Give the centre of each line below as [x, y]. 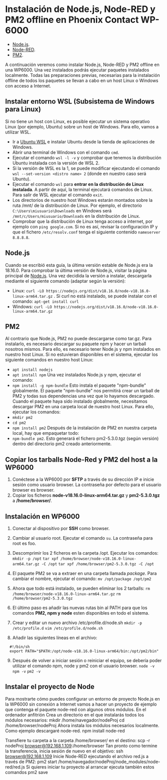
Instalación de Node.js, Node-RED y [80, 9]
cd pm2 [19, 423]
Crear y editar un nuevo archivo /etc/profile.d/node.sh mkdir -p [77, 623]
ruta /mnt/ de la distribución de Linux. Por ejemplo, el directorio [77, 205]
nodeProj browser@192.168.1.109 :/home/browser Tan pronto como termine [81, 746]
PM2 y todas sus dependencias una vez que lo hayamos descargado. [83, 396]
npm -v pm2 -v [26, 672]
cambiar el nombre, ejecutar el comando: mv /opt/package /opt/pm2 [82, 579]
